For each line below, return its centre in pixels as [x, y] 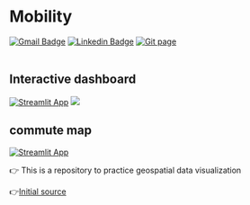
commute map [51, 131]
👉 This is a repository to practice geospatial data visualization [125, 170]
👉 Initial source [38, 192]
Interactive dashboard [73, 80]
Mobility [41, 17]
